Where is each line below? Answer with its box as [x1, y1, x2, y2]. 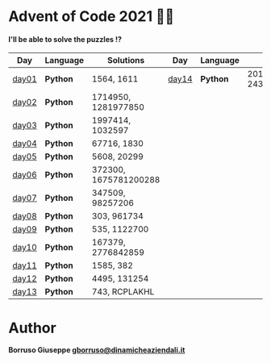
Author [8, 319, 56, 337]
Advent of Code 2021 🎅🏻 [8, 7, 175, 26]
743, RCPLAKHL [91, 286, 155, 298]
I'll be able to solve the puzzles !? [8, 34, 123, 44]
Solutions [107, 55, 145, 66]
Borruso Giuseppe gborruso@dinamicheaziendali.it [8, 345, 186, 355]
